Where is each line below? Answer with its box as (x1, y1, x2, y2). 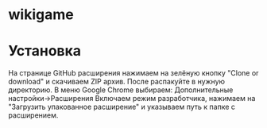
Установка (8, 42, 82, 60)
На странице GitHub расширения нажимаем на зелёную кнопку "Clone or (8, 68, 259, 78)
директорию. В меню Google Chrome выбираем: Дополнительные (8, 85, 234, 95)
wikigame (8, 6, 74, 24)
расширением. (8, 111, 59, 120)
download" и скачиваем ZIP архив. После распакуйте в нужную (8, 77, 225, 87)
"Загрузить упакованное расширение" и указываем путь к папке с (8, 102, 236, 112)
